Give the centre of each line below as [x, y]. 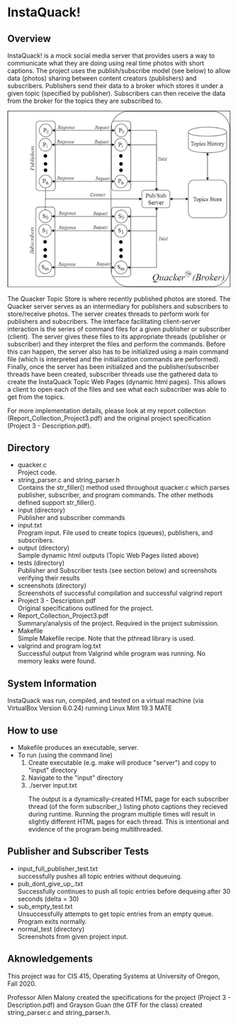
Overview [29, 39]
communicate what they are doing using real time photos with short [106, 63]
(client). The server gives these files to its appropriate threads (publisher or [117, 336]
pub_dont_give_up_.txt [50, 883]
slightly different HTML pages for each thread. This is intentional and [128, 822]
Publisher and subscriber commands [71, 518]
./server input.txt [52, 785]
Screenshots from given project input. [73, 936]
